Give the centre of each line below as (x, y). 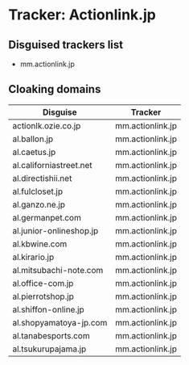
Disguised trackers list (66, 45)
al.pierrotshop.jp (43, 296)
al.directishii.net (42, 178)
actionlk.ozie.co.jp (47, 125)
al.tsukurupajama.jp (49, 349)
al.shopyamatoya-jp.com (60, 322)
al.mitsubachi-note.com (58, 270)
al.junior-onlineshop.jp (55, 230)
